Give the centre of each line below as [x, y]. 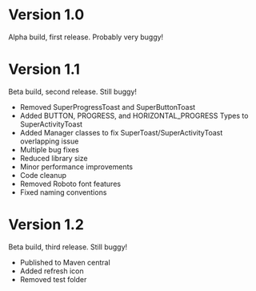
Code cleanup [43, 175]
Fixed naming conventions [63, 192]
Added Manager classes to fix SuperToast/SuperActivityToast [121, 132]
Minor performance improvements [76, 167]
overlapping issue [49, 141]
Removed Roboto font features [70, 184]
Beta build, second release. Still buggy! [73, 91]
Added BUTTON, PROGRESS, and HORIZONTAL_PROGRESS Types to [134, 115]
